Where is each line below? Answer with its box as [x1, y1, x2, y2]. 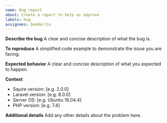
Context [5, 76, 23, 82]
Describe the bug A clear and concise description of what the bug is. [5, 36, 151, 42]
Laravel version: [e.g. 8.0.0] [12, 91, 70, 97]
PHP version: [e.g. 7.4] [12, 103, 60, 109]
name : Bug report [5, 7, 42, 13]
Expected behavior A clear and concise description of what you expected [5, 61, 161, 67]
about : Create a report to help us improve [5, 12, 100, 17]
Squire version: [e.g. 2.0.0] [12, 86, 69, 92]
